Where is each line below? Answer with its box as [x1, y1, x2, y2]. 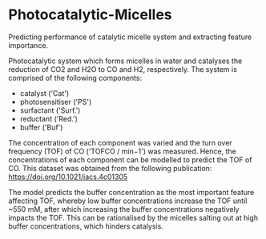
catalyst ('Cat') [19, 88, 70, 98]
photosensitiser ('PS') [19, 97, 92, 106]
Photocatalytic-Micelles [8, 6, 172, 24]
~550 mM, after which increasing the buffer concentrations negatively [8, 204, 240, 213]
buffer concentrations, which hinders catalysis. [8, 221, 164, 231]
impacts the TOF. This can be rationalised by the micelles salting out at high [8, 213, 259, 222]
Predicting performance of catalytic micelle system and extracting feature [8, 32, 252, 42]
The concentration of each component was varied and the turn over [8, 137, 232, 147]
